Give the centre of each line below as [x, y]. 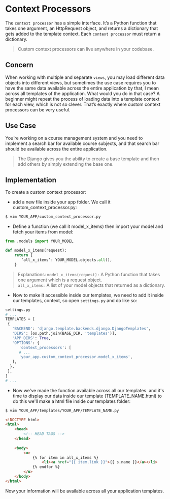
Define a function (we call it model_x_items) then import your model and [88, 226]
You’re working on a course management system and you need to [74, 138]
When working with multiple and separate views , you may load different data [85, 77]
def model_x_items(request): [36, 251]
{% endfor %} [46, 467]
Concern [20, 65]
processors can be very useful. [38, 109]
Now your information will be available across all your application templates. [84, 491]
